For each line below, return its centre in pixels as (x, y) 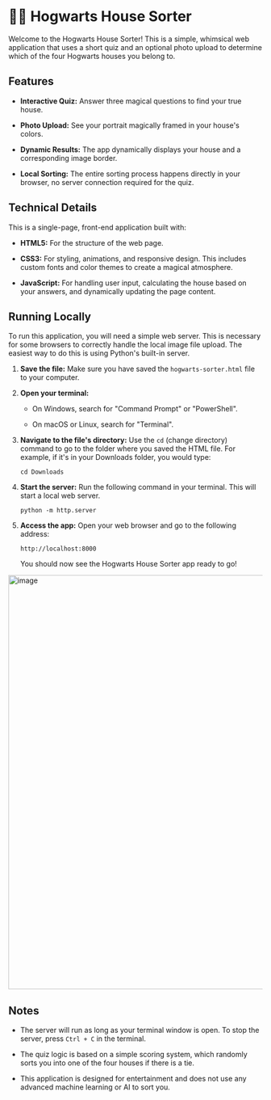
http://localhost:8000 (58, 549)
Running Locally (50, 316)
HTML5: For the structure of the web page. (92, 242)
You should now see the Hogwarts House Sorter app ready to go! (129, 564)
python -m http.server (58, 511)
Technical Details (53, 208)
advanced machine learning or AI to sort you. (95, 1087)
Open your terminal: (54, 393)
